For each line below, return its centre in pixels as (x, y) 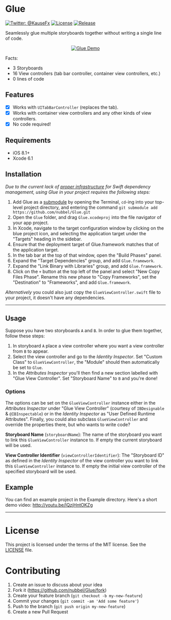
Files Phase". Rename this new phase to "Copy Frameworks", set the (84, 277)
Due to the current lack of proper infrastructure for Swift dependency (78, 186)
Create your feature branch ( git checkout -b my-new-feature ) (78, 596)
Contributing (33, 571)
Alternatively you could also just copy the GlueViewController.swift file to (83, 292)
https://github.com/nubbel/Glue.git (51, 212)
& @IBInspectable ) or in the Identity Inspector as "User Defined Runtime (80, 413)
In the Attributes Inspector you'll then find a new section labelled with (85, 373)
